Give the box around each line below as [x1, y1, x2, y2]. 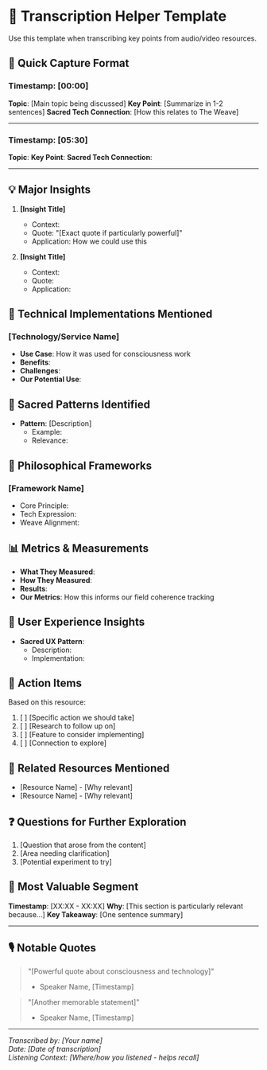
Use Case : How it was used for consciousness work [19, 350, 191, 359]
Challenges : [19, 366, 61, 376]
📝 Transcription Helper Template [8, 7, 227, 25]
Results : [19, 584, 48, 593]
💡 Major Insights [8, 183, 91, 197]
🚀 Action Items [8, 676, 82, 689]
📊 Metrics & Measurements [8, 541, 149, 556]
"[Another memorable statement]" [27, 997, 140, 1006]
